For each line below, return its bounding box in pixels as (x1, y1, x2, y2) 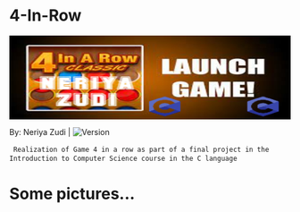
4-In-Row (9, 5, 82, 26)
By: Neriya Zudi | (9, 126, 71, 137)
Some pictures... (9, 184, 136, 204)
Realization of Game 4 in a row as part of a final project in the (12, 145, 270, 154)
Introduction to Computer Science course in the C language (9, 154, 238, 163)
